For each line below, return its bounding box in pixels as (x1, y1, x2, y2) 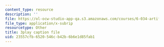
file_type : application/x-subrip (5, 21, 73, 26)
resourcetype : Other (5, 25, 47, 30)
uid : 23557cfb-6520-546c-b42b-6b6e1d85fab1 (5, 35, 95, 40)
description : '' (5, 12, 38, 17)
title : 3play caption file (5, 30, 60, 35)
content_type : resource (5, 7, 54, 12)
